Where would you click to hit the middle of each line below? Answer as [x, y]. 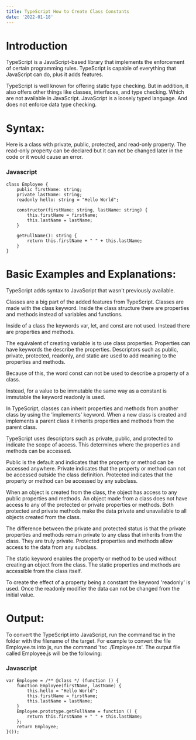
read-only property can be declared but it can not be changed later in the [94, 151]
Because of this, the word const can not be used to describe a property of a [97, 373]
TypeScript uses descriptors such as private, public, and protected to [90, 438]
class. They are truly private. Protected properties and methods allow [90, 541]
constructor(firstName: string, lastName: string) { [82, 210]
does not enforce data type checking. [51, 105]
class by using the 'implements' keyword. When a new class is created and [97, 414]
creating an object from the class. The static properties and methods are [94, 565]
